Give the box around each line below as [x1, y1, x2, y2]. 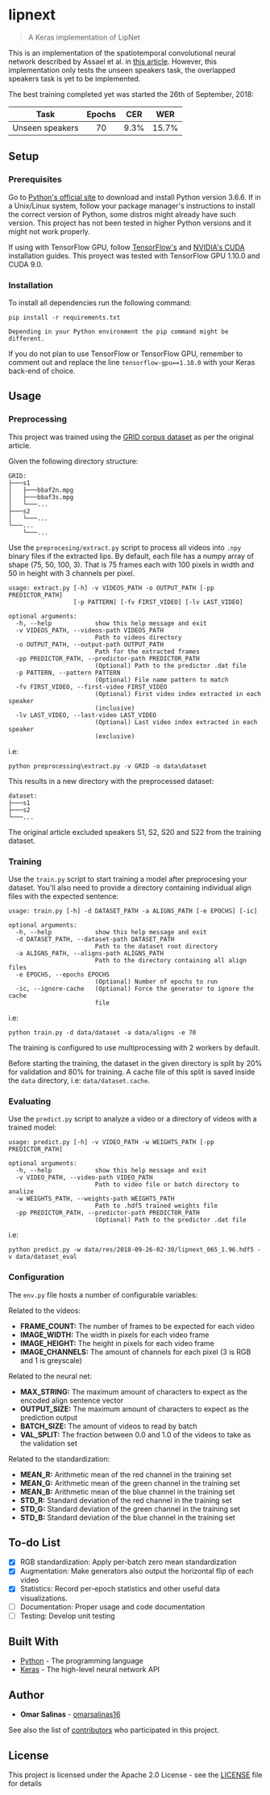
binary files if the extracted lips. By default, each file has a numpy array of [8, 551, 254, 560]
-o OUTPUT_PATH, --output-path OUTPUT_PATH [15, 640, 164, 648]
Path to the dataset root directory [94, 942, 218, 950]
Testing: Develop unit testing [19, 1611, 115, 1621]
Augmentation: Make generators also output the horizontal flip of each [19, 1566, 254, 1576]
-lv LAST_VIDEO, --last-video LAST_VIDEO [15, 711, 157, 719]
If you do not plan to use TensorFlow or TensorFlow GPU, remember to [8, 349, 243, 359]
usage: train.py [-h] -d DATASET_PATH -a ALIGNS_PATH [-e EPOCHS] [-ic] [8, 907, 258, 915]
